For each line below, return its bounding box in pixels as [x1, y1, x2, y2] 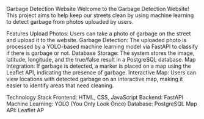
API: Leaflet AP [6, 107, 45, 114]
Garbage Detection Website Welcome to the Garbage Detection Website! [6, 5, 189, 12]
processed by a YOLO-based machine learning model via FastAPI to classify [6, 43, 199, 50]
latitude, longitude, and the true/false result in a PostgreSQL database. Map [6, 56, 196, 63]
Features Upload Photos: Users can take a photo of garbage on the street [6, 30, 191, 37]
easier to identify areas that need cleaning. [6, 82, 114, 89]
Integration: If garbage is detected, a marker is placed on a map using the [6, 62, 191, 70]
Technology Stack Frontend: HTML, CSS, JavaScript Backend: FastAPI [6, 94, 184, 101]
